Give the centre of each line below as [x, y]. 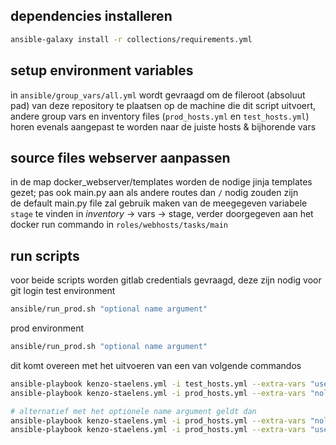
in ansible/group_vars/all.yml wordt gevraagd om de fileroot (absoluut [158, 95]
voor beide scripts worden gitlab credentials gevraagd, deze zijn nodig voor [166, 280]
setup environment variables [102, 70]
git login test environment [63, 291]
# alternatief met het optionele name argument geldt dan [133, 411]
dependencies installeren [91, 16]
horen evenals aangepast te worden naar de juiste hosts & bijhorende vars [163, 126]
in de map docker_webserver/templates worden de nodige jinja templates [161, 182]
